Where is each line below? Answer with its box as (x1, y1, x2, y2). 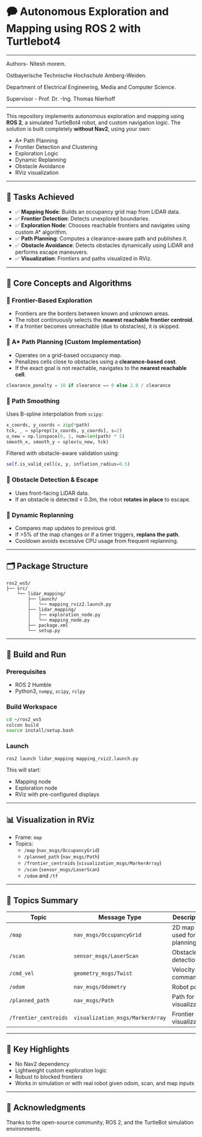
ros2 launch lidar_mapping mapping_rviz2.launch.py (6, 756, 138, 762)
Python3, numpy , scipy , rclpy (14, 688, 85, 695)
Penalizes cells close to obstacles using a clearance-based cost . (14, 358, 177, 365)
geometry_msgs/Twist (73, 970, 132, 977)
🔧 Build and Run (6, 650, 66, 660)
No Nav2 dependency (14, 1060, 70, 1067)
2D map (172, 923, 195, 932)
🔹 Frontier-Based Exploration (6, 296, 93, 305)
